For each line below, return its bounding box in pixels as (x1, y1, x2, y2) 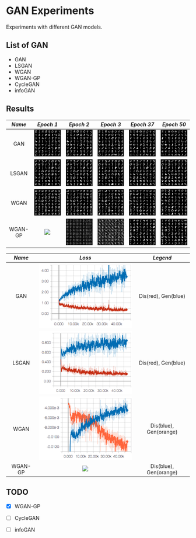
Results (6, 104, 34, 114)
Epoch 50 (162, 121, 186, 128)
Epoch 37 (130, 121, 155, 128)
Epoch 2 (69, 121, 90, 128)
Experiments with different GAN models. (6, 23, 103, 30)
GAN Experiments (6, 4, 94, 18)
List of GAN (6, 40, 48, 50)
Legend (152, 254, 172, 261)
